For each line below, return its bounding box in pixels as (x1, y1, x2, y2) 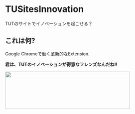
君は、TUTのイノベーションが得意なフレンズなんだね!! (5, 61, 118, 67)
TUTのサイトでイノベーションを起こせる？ (5, 20, 93, 26)
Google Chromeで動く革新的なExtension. (5, 51, 90, 57)
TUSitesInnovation (5, 3, 84, 15)
